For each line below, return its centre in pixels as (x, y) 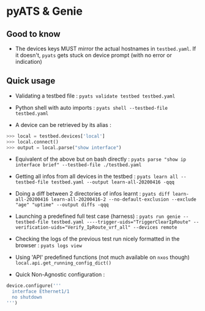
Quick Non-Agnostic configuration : (60, 275)
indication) (29, 62)
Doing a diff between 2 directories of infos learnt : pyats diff (92, 194)
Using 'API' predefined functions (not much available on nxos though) (102, 257)
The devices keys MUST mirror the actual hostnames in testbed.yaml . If (106, 48)
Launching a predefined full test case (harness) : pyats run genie (98, 217)
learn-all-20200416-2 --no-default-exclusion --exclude (124, 200)
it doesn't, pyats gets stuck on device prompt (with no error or (94, 55)
